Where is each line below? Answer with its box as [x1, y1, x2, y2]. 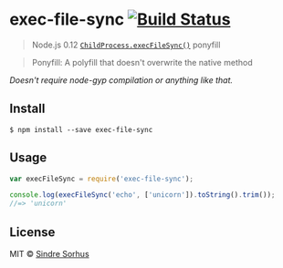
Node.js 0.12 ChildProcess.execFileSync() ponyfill [31, 39, 221, 50]
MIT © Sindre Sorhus [9, 249, 89, 259]
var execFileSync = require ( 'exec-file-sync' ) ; [9, 174, 194, 183]
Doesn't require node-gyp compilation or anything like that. [9, 74, 234, 86]
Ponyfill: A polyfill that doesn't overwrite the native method [31, 57, 253, 67]
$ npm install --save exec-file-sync [9, 125, 153, 134]
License [9, 224, 56, 240]
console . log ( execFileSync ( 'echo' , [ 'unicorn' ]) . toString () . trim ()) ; [9, 191, 276, 200]
